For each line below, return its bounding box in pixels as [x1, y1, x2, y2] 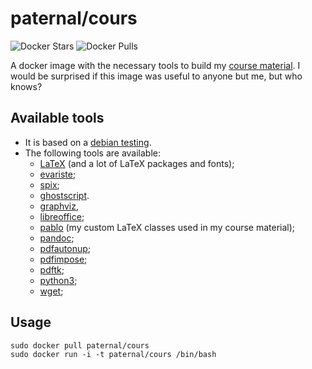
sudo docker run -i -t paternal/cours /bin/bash [10, 349, 217, 359]
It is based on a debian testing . [24, 136, 152, 148]
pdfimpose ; [39, 253, 88, 265]
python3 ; [39, 274, 78, 286]
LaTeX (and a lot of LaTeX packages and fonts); [39, 157, 235, 169]
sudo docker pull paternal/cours [10, 340, 150, 351]
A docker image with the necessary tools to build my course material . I [10, 59, 301, 71]
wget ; [39, 285, 64, 297]
